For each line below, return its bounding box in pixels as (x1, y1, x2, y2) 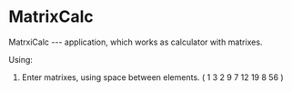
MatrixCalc (8, 6, 94, 27)
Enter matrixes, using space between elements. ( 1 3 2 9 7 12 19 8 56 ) (21, 71, 284, 83)
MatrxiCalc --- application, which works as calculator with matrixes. (8, 36, 263, 47)
